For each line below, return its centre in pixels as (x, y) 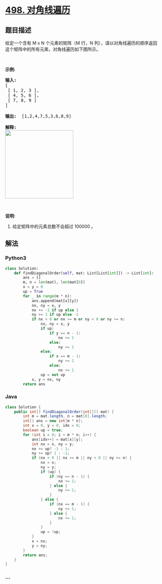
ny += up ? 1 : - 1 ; (51, 453)
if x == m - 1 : (65, 356)
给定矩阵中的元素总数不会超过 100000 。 (54, 226)
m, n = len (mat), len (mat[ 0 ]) (54, 282)
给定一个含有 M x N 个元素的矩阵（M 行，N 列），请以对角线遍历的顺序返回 (81, 43)
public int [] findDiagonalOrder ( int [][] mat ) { (64, 412)
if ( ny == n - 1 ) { (70, 476)
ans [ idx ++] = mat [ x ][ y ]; (57, 439)
